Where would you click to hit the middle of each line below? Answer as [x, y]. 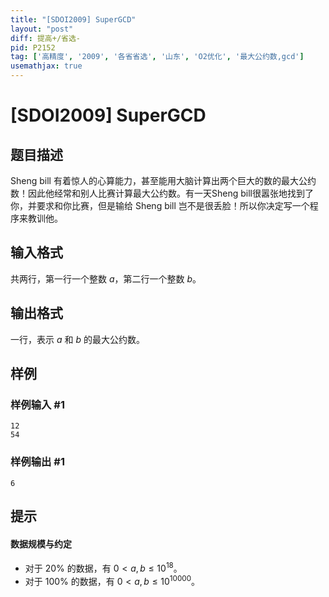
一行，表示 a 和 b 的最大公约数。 [77, 339]
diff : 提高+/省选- [46, 38]
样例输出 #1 [37, 462]
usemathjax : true [46, 66]
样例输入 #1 [37, 404]
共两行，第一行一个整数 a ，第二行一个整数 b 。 [106, 278]
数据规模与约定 [41, 543]
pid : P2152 [33, 47]
